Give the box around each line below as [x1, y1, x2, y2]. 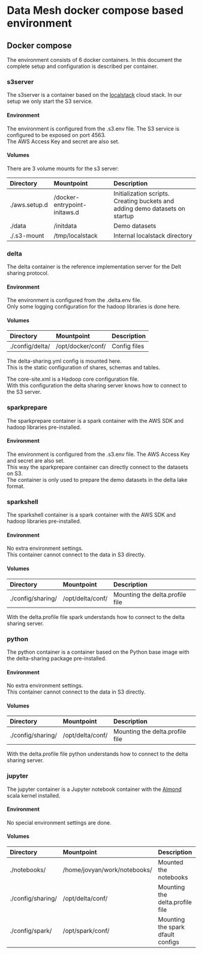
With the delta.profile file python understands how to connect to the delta [7, 750, 188, 758]
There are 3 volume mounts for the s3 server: [7, 165, 119, 172]
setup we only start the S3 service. [7, 97, 94, 105]
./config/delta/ [10, 342, 50, 351]
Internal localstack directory [113, 231, 192, 239]
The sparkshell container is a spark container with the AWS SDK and [7, 511, 176, 519]
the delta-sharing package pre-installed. [7, 654, 107, 662]
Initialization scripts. [113, 189, 170, 197]
